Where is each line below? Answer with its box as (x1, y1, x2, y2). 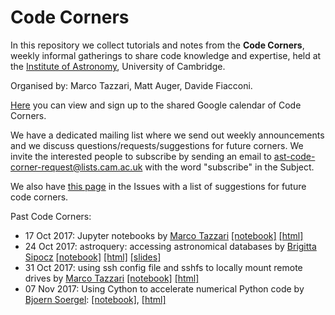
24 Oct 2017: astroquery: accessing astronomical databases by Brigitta (24, 240, 317, 252)
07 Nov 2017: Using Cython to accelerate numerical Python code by (24, 282, 305, 295)
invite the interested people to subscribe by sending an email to (10, 150, 272, 162)
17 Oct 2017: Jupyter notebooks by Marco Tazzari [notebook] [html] (24, 229, 304, 241)
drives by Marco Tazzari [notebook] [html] (24, 272, 200, 284)
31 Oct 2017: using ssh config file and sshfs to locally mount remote (24, 261, 303, 273)
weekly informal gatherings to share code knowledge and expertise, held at (10, 49, 322, 61)
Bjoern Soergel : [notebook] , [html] (24, 293, 167, 305)
